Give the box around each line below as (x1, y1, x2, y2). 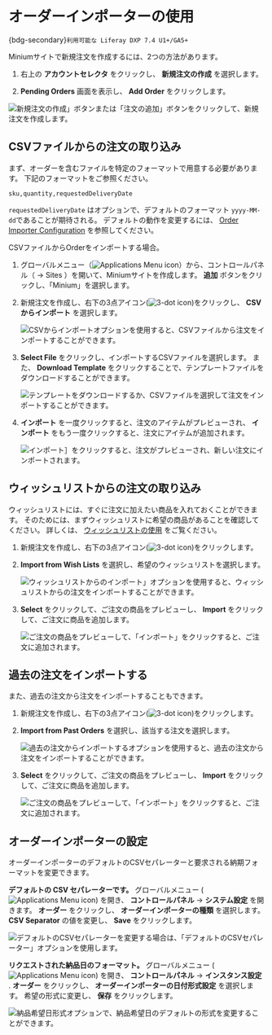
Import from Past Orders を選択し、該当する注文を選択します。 (20, 726, 235, 735)
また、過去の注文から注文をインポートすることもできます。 (8, 691, 208, 701)
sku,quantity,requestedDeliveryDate (8, 189, 133, 198)
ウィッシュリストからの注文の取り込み (8, 481, 201, 495)
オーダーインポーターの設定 (8, 834, 148, 848)
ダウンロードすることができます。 (20, 372, 134, 383)
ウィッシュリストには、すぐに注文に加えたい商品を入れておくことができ (8, 504, 251, 514)
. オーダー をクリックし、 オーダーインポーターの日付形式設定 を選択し (8, 980, 247, 990)
